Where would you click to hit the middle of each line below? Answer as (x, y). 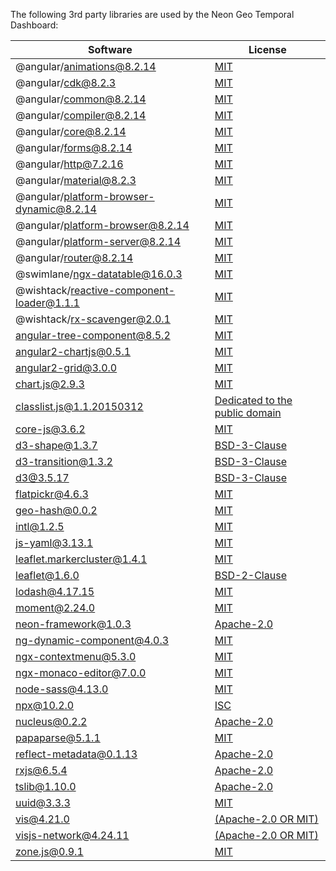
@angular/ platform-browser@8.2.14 (102, 225)
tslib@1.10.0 (46, 786)
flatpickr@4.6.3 (52, 494)
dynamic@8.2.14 (56, 209)
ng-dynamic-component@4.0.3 (92, 640)
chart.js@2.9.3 (50, 384)
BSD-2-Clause (250, 575)
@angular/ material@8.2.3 (76, 180)
